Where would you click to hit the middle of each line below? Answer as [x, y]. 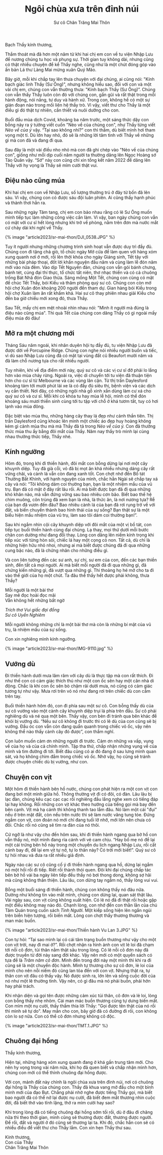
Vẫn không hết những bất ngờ [35, 601]
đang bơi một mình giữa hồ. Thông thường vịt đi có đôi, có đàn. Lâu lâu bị [78, 794]
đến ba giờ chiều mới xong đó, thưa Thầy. [47, 298]
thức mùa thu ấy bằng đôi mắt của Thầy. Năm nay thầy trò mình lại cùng [77, 431]
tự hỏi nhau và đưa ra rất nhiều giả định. [45, 855]
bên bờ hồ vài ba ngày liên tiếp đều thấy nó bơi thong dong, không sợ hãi [78, 875]
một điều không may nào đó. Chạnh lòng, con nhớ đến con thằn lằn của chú [81, 905]
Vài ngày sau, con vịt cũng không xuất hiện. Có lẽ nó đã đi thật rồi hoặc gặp [81, 900]
